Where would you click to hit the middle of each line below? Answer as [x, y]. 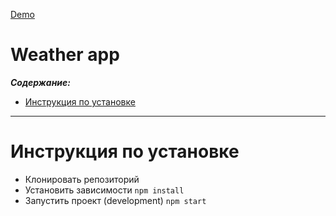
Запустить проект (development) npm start [115, 200]
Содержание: [40, 82]
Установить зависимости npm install [104, 190]
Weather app [65, 55]
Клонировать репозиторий [82, 179]
